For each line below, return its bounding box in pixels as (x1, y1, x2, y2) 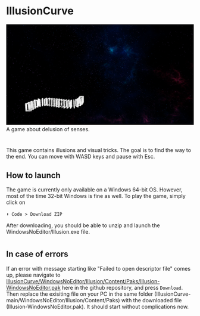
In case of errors (6, 249, 68, 259)
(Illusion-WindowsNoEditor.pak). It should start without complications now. (6, 303, 189, 310)
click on (6, 199, 26, 206)
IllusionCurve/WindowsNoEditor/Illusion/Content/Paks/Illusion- (6, 277, 160, 284)
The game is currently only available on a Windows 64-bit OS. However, (6, 186, 183, 193)
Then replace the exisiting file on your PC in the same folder (6, 290, 154, 298)
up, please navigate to (6, 271, 61, 278)
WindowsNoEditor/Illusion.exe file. (6, 228, 90, 236)
